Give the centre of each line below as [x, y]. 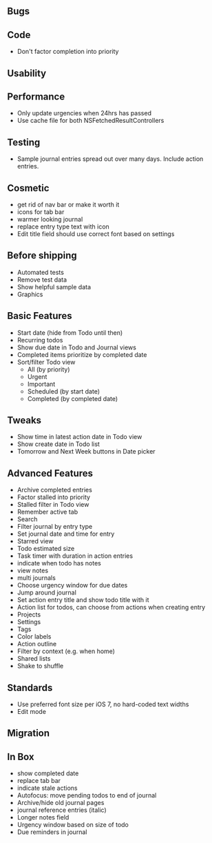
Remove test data [42, 280]
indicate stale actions [47, 788]
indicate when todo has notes [59, 563]
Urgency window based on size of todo [73, 825]
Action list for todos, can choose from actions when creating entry [111, 608]
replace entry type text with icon [63, 226]
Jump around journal [47, 592]
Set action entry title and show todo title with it [83, 600]
